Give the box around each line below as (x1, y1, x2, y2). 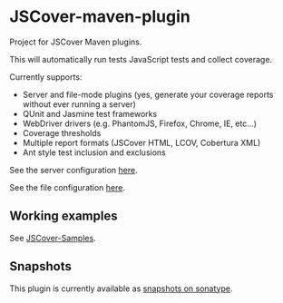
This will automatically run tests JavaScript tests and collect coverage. (9, 54, 273, 64)
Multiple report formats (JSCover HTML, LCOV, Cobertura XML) (22, 137, 261, 148)
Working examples (9, 209, 118, 224)
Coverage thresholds (22, 127, 102, 138)
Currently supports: (9, 71, 83, 83)
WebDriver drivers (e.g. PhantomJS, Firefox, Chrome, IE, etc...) (22, 118, 257, 129)
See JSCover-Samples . (9, 232, 97, 243)
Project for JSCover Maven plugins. (9, 36, 142, 47)
